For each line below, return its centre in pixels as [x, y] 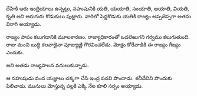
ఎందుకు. [15, 52]
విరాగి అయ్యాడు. [24, 24]
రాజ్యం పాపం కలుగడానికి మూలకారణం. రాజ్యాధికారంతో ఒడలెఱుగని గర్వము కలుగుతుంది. [98, 37]
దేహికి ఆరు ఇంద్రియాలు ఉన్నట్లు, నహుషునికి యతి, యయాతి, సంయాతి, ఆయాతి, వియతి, [98, 9]
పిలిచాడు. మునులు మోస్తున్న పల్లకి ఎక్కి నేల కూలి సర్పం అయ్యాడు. [75, 86]
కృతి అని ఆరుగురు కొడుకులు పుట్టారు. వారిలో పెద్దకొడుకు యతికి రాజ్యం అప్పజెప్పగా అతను [99, 16]
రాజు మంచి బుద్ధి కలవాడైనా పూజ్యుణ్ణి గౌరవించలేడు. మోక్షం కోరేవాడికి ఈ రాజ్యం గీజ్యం [93, 44]
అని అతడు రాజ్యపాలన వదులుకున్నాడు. [48, 65]
